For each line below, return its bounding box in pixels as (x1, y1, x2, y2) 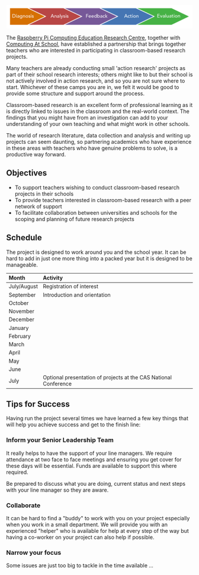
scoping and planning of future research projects (14, 215, 134, 222)
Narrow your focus (6, 548, 62, 557)
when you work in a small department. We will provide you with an (6, 521, 168, 528)
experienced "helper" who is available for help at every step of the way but (6, 527, 190, 535)
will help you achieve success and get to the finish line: (6, 421, 141, 428)
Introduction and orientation (43, 291, 111, 299)
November (8, 308, 34, 315)
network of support (14, 203, 62, 210)
